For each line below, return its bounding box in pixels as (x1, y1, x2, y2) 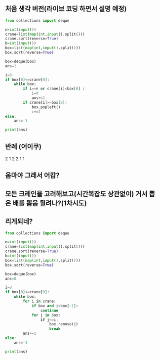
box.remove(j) (49, 322, 79, 327)
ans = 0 (5, 276, 16, 281)
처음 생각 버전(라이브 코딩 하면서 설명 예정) (5, 4, 127, 13)
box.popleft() (31, 104, 61, 110)
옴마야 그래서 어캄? (5, 171, 60, 179)
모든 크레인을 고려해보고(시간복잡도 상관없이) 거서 (5, 189, 148, 198)
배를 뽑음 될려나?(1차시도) (12, 199, 87, 207)
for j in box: (31, 313, 61, 317)
